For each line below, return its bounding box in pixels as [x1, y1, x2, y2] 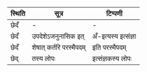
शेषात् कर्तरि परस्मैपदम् [31, 43, 86, 52]
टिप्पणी [105, 9, 123, 18]
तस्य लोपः [31, 54, 56, 63]
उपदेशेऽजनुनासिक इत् [31, 32, 85, 40]
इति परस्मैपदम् [92, 43, 126, 52]
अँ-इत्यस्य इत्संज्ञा [92, 32, 137, 40]
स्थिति [10, 9, 25, 18]
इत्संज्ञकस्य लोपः [92, 54, 132, 63]
